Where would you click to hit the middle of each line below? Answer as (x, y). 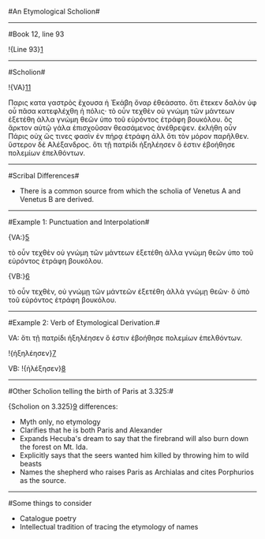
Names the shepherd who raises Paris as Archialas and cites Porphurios (137, 472)
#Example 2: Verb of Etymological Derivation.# (84, 322)
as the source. (43, 480)
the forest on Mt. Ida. (54, 447)
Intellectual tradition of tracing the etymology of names (109, 527)
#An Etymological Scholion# (54, 11)
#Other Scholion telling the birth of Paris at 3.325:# (91, 391)
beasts (30, 464)
